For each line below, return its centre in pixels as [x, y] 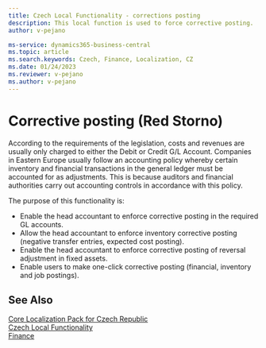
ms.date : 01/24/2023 [42, 67]
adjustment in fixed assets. [64, 258]
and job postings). [49, 275]
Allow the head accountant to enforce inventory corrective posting [128, 233]
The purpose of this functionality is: [66, 200]
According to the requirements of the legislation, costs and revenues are [126, 143]
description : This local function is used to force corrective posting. [131, 23]
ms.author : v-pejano [42, 81]
